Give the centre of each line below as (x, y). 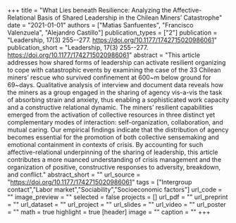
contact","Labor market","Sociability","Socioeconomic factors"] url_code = (115, 190)
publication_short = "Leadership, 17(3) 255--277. (78, 47)
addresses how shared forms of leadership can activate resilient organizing (117, 62)
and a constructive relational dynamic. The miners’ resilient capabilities (110, 107)
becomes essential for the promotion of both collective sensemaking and (113, 137)
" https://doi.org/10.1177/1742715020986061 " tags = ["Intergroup (100, 182)
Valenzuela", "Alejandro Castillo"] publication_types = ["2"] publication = (112, 32)
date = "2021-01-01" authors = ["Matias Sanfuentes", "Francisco (100, 25)
